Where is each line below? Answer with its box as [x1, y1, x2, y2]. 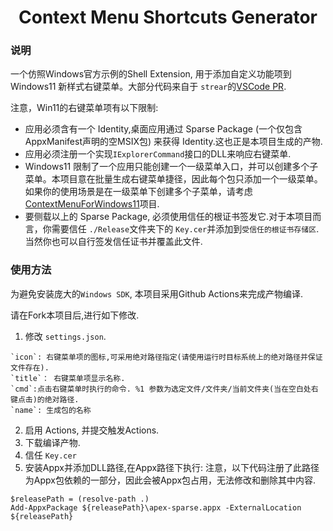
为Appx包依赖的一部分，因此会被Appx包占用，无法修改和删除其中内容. [24, 474, 317, 486]
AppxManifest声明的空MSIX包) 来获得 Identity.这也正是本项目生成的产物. [24, 136, 323, 148]
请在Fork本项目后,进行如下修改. [10, 309, 140, 321]
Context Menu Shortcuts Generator [18, 6, 318, 29]
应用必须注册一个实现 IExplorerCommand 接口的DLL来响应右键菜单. [24, 148, 292, 160]
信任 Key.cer [24, 449, 77, 461]
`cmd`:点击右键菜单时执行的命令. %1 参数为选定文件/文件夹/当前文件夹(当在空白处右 [10, 384, 319, 394]
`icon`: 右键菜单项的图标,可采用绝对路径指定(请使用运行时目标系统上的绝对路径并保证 [10, 352, 323, 362]
